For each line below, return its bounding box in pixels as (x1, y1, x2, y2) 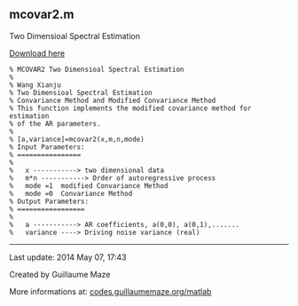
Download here (9, 48, 65, 59)
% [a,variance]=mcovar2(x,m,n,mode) (9, 135, 145, 144)
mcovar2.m (9, 7, 74, 22)
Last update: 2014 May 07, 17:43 (9, 252, 127, 263)
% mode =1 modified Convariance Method (9, 181, 169, 190)
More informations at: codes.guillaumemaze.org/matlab (9, 286, 212, 296)
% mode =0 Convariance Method (9, 189, 133, 198)
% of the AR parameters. (9, 119, 101, 128)
